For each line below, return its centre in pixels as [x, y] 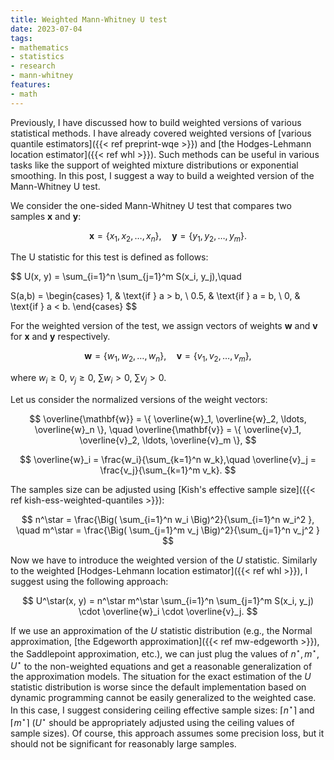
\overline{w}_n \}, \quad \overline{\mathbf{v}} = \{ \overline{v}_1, [168, 430]
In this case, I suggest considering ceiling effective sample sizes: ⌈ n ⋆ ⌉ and [162, 709]
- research [33, 66]
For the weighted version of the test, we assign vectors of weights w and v [164, 326]
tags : [21, 38]
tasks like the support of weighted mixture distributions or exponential [154, 165]
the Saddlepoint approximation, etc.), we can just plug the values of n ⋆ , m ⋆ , [165, 653]
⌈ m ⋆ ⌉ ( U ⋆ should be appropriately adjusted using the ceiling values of [152, 721]
